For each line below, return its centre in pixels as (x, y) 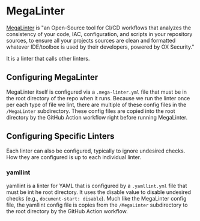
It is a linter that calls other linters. (48, 58)
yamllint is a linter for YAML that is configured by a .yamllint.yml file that (97, 186)
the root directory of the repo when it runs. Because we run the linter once (98, 98)
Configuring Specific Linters (60, 136)
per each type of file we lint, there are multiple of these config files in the (96, 104)
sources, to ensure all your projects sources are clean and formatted (91, 40)
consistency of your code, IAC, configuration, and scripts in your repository (99, 34)
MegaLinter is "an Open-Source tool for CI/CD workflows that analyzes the (99, 28)
